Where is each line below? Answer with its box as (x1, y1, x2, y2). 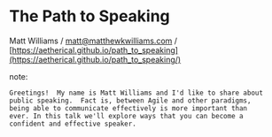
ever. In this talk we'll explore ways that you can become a (9, 111, 244, 120)
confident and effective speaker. (9, 119, 137, 128)
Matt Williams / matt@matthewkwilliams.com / (9, 35, 178, 46)
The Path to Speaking (9, 6, 170, 27)
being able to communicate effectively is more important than (9, 103, 248, 112)
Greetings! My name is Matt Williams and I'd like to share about (9, 88, 264, 97)
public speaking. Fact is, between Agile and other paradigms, (9, 95, 252, 105)
